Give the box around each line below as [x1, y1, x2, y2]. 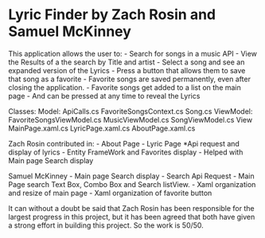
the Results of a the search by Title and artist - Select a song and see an [8, 57, 245, 67]
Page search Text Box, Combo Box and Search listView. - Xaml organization [8, 179, 256, 189]
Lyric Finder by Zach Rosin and [8, 6, 216, 24]
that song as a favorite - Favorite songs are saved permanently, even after [8, 74, 251, 84]
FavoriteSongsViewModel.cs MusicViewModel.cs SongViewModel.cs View [8, 115, 253, 124]
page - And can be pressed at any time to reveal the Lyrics [8, 91, 201, 100]
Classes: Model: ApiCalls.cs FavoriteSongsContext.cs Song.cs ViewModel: [8, 106, 253, 116]
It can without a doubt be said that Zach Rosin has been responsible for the [8, 203, 255, 213]
